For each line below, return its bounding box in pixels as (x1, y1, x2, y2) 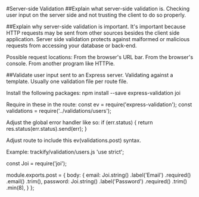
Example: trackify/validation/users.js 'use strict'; (6, 149, 124, 155)
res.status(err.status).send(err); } (6, 125, 88, 132)
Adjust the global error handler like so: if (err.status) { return (6, 119, 153, 126)
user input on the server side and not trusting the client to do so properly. (6, 11, 186, 19)
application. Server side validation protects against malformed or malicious (6, 36, 190, 42)
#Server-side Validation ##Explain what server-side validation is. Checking (6, 5, 189, 12)
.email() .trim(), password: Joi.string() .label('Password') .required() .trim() (6, 178, 188, 184)
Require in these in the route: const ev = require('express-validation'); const (6, 101, 192, 108)
